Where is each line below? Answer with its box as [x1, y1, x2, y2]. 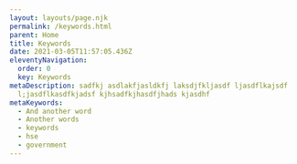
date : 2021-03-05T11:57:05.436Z [9, 47, 133, 56]
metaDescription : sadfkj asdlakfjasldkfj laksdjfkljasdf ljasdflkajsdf [9, 81, 288, 90]
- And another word [17, 107, 92, 116]
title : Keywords [9, 38, 71, 48]
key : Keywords [17, 73, 71, 82]
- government [17, 140, 68, 149]
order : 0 [17, 65, 51, 74]
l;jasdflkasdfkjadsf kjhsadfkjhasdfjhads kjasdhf [17, 89, 210, 98]
